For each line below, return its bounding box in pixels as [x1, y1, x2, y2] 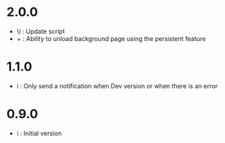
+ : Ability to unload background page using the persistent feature [16, 34, 206, 42]
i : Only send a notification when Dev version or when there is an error [16, 81, 218, 90]
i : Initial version [16, 129, 62, 137]
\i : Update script [16, 27, 65, 35]
